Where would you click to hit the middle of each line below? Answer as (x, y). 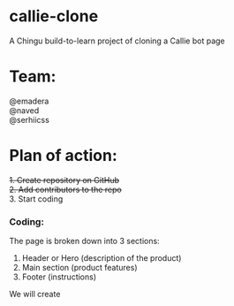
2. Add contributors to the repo (65, 189)
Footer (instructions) (59, 277)
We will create (35, 295)
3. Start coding (36, 199)
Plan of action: (63, 156)
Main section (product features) (79, 268)
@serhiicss (30, 119)
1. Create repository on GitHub (64, 180)
